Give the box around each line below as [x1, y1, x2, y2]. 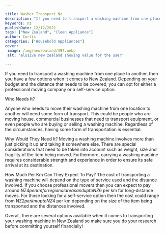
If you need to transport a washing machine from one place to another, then [5, 70, 158, 76]
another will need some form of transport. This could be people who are [5, 110, 151, 116]
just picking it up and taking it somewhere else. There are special [5, 141, 137, 147]
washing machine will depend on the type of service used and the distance [5, 177, 157, 183]
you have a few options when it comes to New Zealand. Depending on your [5, 76, 157, 82]
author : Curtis [5, 34, 36, 39]
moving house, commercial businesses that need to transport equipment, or [5, 116, 159, 122]
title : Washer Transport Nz [5, 11, 63, 16]
